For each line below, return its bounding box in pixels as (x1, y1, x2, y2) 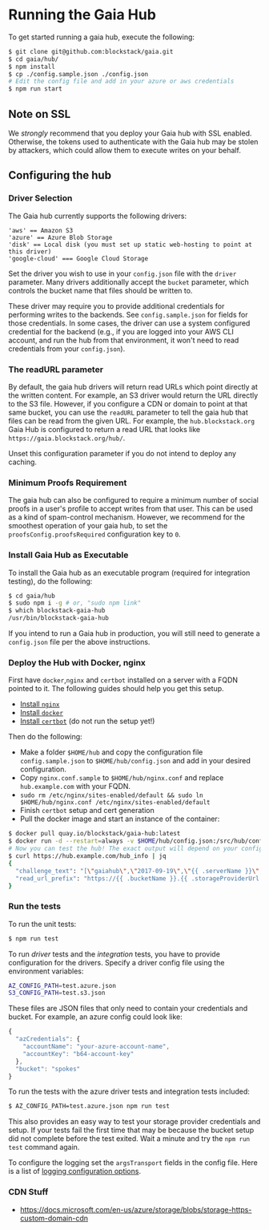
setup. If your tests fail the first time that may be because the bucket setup (8, 1125, 255, 1135)
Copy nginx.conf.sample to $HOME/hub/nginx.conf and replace (19, 773, 224, 783)
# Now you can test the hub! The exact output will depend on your (8, 844, 239, 853)
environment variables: (8, 966, 84, 976)
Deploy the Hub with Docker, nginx (8, 657, 147, 668)
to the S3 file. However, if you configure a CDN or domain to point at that (8, 399, 248, 408)
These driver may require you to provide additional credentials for (8, 301, 225, 310)
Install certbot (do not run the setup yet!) (19, 716, 155, 726)
